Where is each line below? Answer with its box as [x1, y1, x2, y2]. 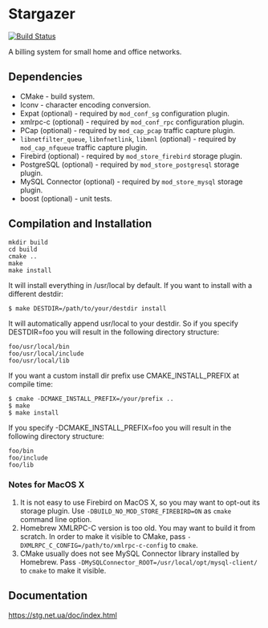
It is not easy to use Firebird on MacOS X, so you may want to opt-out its [19, 497, 261, 507]
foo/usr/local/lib [8, 356, 70, 365]
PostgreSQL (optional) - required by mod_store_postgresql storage [19, 160, 239, 169]
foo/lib [8, 460, 35, 469]
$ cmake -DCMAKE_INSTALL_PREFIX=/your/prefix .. [8, 395, 174, 403]
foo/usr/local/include [8, 350, 84, 358]
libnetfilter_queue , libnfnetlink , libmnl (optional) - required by [19, 134, 237, 144]
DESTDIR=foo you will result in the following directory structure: [8, 326, 220, 337]
